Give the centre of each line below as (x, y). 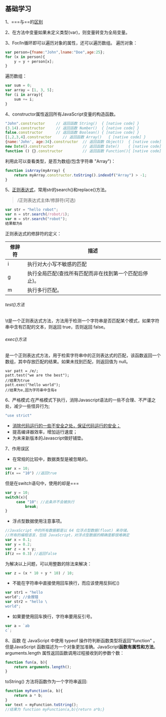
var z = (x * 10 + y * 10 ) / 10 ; (40, 573)
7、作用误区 (17, 449)
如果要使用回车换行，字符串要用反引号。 (53, 616)
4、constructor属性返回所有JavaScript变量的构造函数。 (62, 114)
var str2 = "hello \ (26, 602)
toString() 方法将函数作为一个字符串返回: (46, 682)
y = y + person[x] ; (34, 61)
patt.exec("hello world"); (33, 385)
